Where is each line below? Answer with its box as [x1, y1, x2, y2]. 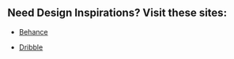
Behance [18, 27, 48, 36]
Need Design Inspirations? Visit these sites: [7, 6, 227, 20]
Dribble [18, 42, 43, 52]
